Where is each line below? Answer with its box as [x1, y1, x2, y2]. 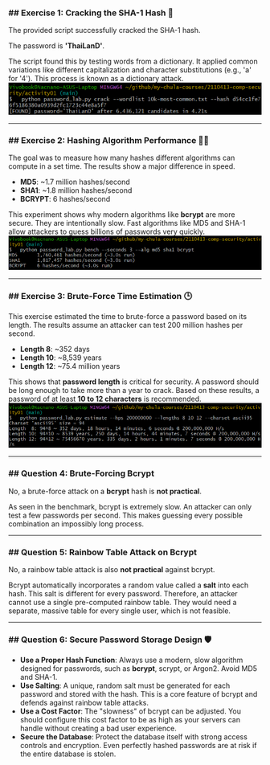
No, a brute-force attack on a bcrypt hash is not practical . [8, 486, 202, 496]
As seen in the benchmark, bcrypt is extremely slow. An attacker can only [8, 501, 252, 511]
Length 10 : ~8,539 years [19, 353, 102, 362]
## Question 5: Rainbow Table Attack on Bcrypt [8, 546, 197, 558]
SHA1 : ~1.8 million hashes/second [19, 185, 133, 195]
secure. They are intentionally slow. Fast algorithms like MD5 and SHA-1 [8, 218, 246, 227]
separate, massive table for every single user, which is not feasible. [8, 606, 231, 616]
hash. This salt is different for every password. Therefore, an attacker [8, 589, 239, 599]
